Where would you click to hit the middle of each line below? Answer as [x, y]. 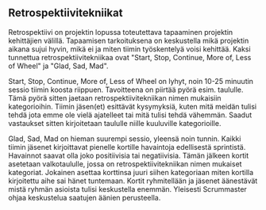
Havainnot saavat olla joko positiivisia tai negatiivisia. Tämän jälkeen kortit [129, 155]
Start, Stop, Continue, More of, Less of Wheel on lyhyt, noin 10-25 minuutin [131, 81]
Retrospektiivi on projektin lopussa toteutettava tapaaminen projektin [121, 32]
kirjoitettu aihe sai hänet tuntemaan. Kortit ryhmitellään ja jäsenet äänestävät [133, 181]
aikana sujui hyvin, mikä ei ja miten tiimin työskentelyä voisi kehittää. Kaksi [130, 49]
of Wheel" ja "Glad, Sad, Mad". [58, 66]
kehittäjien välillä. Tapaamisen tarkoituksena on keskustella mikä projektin [129, 40]
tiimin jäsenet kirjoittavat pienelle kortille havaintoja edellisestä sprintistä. [127, 147]
